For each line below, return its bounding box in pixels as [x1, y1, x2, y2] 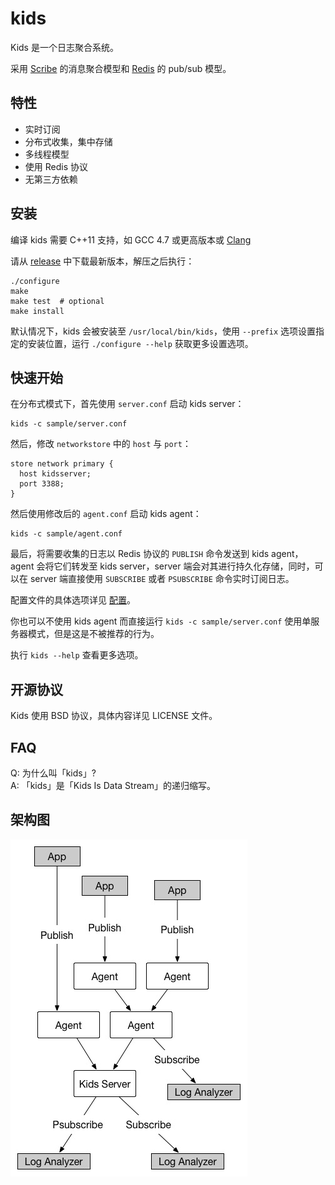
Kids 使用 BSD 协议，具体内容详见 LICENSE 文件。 [10, 710, 218, 722]
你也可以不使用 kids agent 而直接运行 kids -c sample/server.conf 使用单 [10, 615, 312, 627]
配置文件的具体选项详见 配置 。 [10, 594, 136, 606]
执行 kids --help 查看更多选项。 [10, 649, 144, 661]
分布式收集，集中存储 [24, 135, 113, 147]
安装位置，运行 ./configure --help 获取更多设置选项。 [27, 337, 254, 349]
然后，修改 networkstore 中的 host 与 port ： [10, 438, 192, 450]
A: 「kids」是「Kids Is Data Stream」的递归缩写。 [10, 780, 217, 791]
